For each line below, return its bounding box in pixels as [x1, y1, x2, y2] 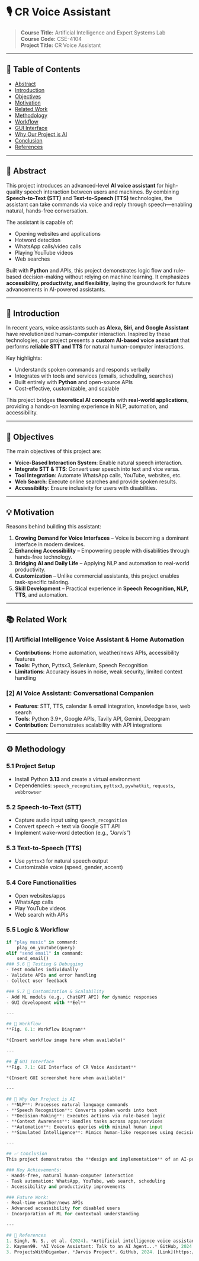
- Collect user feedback [6, 978, 68, 984]
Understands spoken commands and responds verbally [14, 366, 150, 373]
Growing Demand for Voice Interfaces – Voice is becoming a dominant [14, 534, 189, 541]
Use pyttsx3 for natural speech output [14, 857, 108, 864]
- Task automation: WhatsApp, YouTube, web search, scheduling [6, 1178, 166, 1184]
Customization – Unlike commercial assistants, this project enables [14, 572, 179, 579]
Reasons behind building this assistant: [6, 523, 102, 530]
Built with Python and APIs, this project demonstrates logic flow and [6, 267, 173, 274]
